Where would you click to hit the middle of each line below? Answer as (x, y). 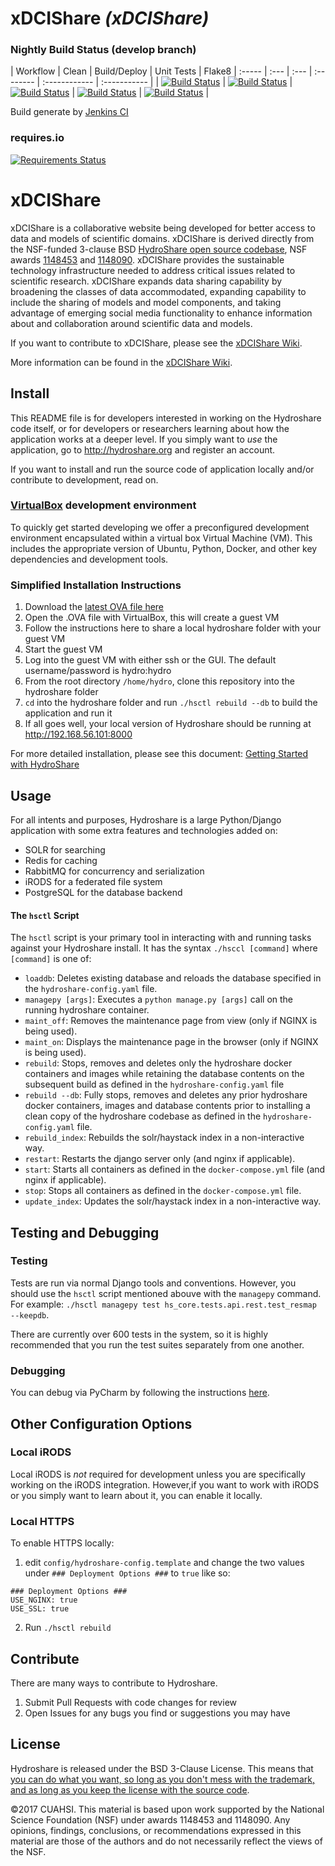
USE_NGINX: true (44, 1600)
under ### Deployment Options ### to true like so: (127, 1573)
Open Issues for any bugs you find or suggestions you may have (157, 1713)
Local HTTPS (42, 1521)
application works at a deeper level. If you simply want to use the (144, 439)
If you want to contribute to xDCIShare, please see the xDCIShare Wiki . (156, 343)
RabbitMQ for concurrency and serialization (114, 871)
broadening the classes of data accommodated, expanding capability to (158, 291)
